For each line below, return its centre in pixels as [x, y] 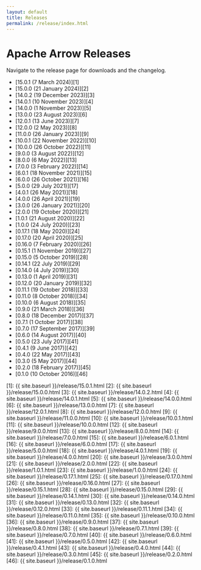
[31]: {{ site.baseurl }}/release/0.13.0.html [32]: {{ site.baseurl [83, 503]
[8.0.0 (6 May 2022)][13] [46, 160]
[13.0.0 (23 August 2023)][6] [51, 115]
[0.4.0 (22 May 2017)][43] [48, 355]
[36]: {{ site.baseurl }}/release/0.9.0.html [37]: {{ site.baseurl [83, 522]
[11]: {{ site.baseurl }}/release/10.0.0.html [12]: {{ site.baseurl [82, 425]
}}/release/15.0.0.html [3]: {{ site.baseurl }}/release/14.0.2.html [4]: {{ [93, 392]
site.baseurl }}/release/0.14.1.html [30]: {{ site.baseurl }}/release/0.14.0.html [100, 496]
